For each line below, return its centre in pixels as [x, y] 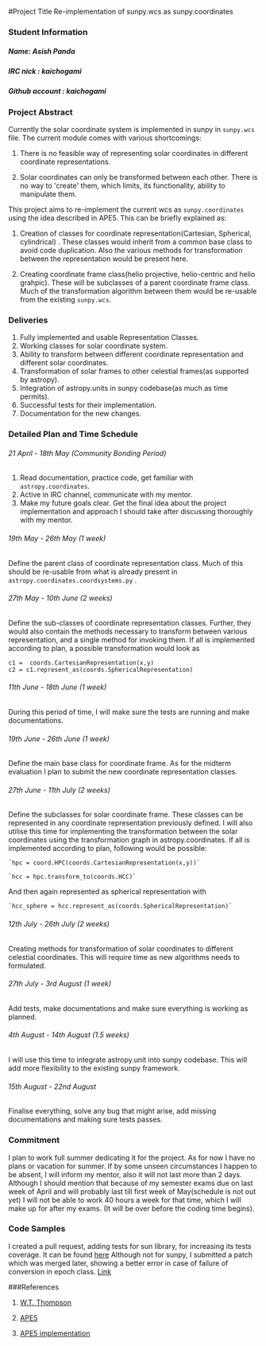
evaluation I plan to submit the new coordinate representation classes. [123, 772]
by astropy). [39, 380]
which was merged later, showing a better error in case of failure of [118, 1263]
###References [34, 1287]
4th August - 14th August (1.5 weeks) [69, 1035]
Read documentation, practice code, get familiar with [106, 478]
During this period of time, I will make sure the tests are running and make [129, 712]
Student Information [48, 32]
